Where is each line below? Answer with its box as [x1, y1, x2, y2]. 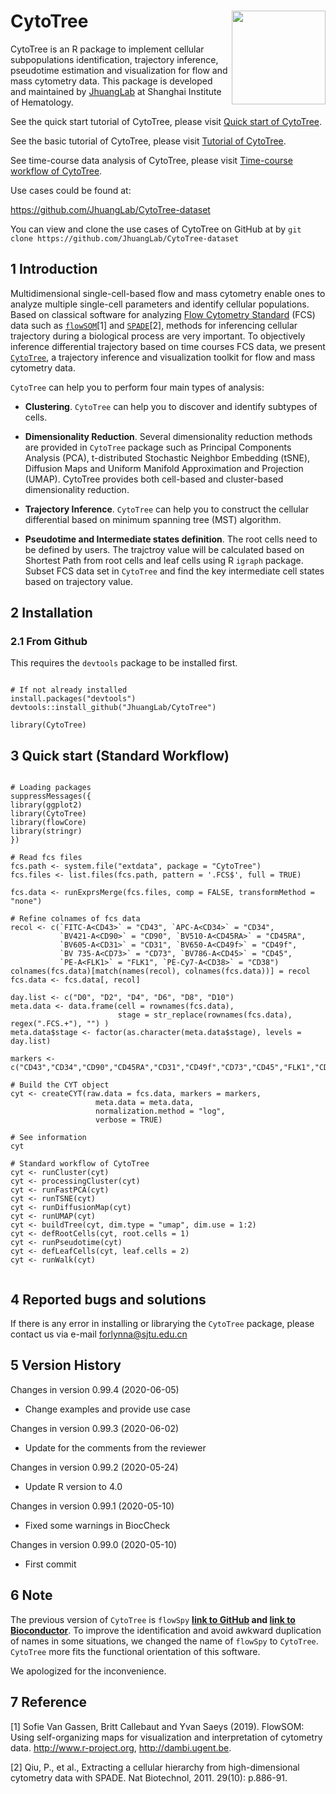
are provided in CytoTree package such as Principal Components [24, 441, 292, 453]
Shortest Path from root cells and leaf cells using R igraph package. [24, 554, 304, 566]
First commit [24, 1558, 77, 1570]
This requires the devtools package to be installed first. [10, 657, 238, 669]
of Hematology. [10, 96, 74, 108]
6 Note [10, 1587, 53, 1604]
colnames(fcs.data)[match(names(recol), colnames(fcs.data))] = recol [10, 966, 311, 977]
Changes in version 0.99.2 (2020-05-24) [10, 1461, 179, 1473]
